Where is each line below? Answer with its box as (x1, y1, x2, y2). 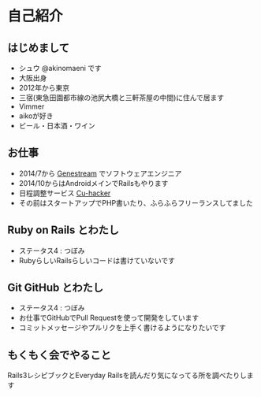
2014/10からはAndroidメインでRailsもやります (18, 178, 169, 187)
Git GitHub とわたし (7, 281, 104, 295)
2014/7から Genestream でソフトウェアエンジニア (18, 169, 182, 178)
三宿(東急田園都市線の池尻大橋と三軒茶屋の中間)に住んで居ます (18, 93, 225, 102)
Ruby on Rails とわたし (7, 224, 120, 237)
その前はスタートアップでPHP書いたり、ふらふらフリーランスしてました (18, 198, 254, 207)
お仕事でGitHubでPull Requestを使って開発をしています (18, 313, 199, 323)
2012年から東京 (18, 83, 70, 92)
